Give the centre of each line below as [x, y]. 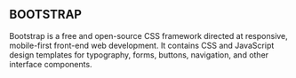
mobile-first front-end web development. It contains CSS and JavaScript [142, 45]
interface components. [51, 64]
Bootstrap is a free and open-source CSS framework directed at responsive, [149, 35]
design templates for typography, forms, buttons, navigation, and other [139, 55]
